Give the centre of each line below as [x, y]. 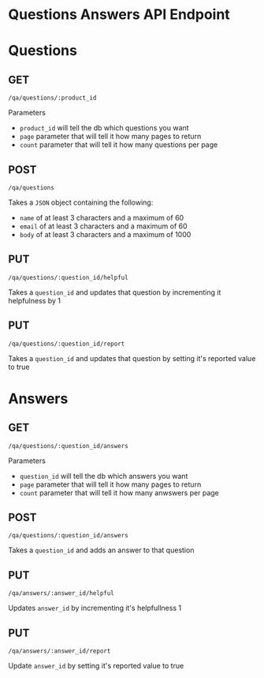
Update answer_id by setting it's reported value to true [96, 666]
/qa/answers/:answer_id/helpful [61, 593]
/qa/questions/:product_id [52, 98]
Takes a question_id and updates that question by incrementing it [115, 292]
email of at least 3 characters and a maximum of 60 [103, 226]
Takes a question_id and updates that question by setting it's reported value [132, 358]
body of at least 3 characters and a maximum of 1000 [105, 234]
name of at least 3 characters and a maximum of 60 [102, 218]
